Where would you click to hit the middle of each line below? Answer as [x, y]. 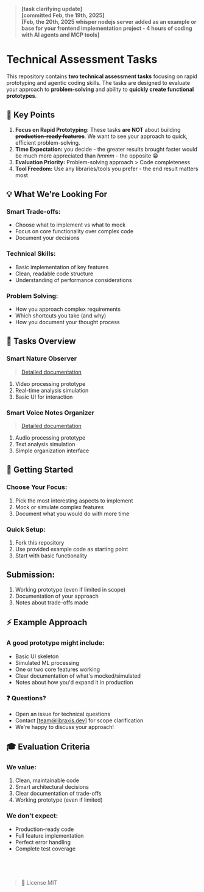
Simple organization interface [52, 451]
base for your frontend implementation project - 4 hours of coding [107, 28]
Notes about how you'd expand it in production [74, 682]
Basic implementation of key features [62, 267]
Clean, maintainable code [47, 780]
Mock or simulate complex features [59, 507]
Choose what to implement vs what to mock [70, 225]
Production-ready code [44, 829]
